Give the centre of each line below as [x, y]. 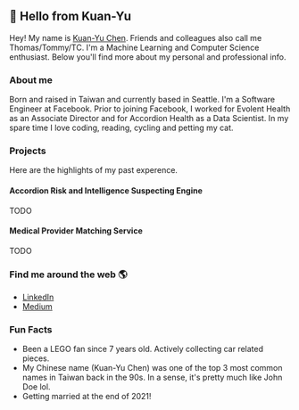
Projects [28, 151]
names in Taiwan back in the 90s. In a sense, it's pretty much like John [152, 377]
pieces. [36, 358]
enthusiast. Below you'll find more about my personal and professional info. [148, 57]
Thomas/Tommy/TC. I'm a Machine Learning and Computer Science [134, 47]
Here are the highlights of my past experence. [94, 170]
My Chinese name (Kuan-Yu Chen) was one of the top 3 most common [152, 368]
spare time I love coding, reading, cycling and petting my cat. [121, 128]
